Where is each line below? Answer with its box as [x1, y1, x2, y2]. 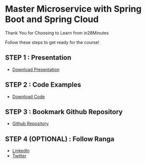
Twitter [12, 153, 27, 159]
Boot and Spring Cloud [5, 14, 99, 25]
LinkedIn [12, 148, 30, 154]
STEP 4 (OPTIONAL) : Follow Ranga [5, 135, 115, 143]
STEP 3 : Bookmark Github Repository [5, 107, 123, 116]
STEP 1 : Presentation [5, 54, 72, 62]
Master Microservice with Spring [5, 3, 142, 15]
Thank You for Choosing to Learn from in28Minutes [5, 30, 109, 36]
